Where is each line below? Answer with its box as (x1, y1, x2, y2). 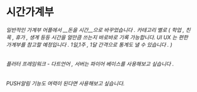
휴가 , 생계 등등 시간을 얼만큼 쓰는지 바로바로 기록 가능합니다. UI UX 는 (15, 34, 177, 41)
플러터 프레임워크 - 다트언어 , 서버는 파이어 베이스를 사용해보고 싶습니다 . (6, 60, 175, 68)
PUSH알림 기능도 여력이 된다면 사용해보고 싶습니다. (6, 80, 125, 87)
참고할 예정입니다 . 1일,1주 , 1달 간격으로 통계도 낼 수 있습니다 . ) (26, 41, 173, 48)
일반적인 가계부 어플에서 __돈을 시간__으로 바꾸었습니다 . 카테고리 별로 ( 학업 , (6, 26, 185, 33)
